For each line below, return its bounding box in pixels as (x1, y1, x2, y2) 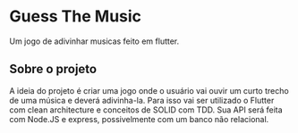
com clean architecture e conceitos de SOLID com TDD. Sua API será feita (9, 104, 284, 115)
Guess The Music (9, 6, 141, 27)
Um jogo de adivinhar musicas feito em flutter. (9, 36, 180, 46)
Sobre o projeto (9, 62, 97, 77)
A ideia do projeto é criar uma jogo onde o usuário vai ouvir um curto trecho (9, 85, 289, 96)
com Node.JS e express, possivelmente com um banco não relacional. (9, 113, 269, 124)
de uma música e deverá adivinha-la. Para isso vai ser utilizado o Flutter (9, 95, 275, 105)
